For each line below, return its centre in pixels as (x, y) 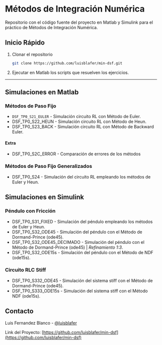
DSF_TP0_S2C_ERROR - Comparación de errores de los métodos (76, 154)
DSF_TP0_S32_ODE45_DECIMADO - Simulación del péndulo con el (78, 242)
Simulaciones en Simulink (45, 197)
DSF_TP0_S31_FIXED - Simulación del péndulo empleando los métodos (82, 222)
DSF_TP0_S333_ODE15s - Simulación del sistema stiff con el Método (80, 291)
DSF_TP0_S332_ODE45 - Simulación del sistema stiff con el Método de (82, 280)
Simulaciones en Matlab (42, 92)
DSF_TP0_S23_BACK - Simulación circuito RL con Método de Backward (83, 127)
